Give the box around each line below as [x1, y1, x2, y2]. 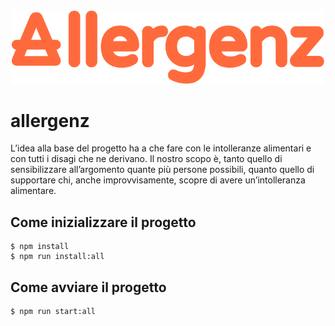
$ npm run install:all [10, 252, 105, 262]
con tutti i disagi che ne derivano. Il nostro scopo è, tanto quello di [10, 153, 283, 165]
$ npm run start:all [10, 307, 97, 317]
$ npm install [10, 242, 70, 252]
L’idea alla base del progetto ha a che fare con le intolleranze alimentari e [10, 142, 312, 154]
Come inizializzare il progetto [10, 214, 197, 231]
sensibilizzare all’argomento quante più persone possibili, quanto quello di [10, 164, 315, 176]
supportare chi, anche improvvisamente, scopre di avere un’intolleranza [10, 174, 306, 186]
